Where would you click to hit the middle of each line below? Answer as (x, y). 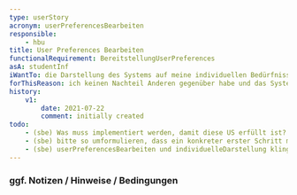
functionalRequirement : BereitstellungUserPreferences (112, 58)
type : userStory (39, 17)
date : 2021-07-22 (72, 108)
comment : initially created (92, 116)
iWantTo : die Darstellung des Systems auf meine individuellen (128, 75)
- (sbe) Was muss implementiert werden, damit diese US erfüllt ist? (156, 133)
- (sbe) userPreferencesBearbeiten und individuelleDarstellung (146, 149)
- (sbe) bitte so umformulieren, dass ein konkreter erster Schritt (154, 141)
